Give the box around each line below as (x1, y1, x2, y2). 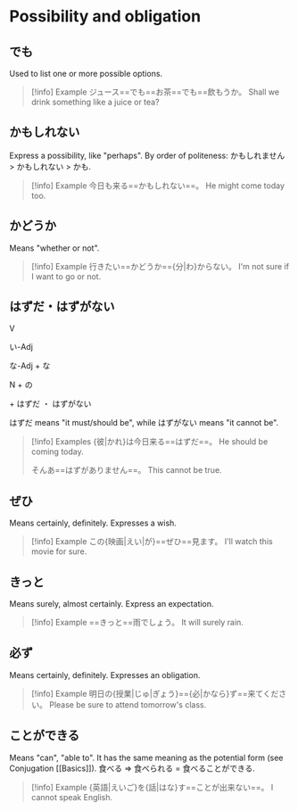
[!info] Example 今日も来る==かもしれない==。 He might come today (30, 180, 286, 191)
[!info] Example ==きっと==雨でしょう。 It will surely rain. (30, 617, 244, 628)
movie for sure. (30, 546, 87, 557)
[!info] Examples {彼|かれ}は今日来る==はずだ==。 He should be (30, 436, 269, 447)
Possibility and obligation (9, 6, 202, 27)
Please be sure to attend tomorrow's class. (48, 699, 207, 710)
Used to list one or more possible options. (9, 69, 163, 79)
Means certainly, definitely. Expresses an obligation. (9, 669, 201, 680)
